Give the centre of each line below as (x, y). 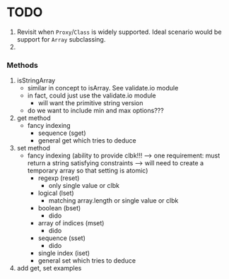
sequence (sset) (62, 238)
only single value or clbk (84, 186)
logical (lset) (56, 193)
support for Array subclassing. (61, 39)
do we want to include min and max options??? (95, 111)
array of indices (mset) (71, 223)
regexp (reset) (59, 178)
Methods (22, 65)
